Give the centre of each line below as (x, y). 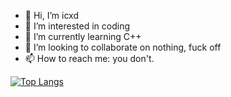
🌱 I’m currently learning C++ (83, 36)
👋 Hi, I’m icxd (51, 15)
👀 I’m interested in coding (77, 26)
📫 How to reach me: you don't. (89, 58)
